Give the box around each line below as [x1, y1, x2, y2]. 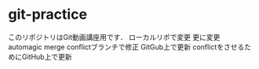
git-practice [8, 5, 88, 24]
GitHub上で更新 [21, 52, 72, 61]
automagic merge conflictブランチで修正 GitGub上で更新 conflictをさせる [8, 42, 245, 52]
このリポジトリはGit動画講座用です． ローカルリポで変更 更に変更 [8, 32, 221, 42]
